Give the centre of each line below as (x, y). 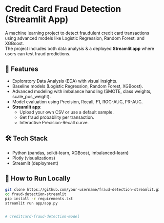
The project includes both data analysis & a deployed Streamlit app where (80, 48)
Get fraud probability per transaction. (57, 117)
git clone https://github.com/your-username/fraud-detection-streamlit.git (84, 190)
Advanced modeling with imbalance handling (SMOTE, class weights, (82, 91)
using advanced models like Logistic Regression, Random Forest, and (75, 38)
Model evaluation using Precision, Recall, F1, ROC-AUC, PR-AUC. (77, 102)
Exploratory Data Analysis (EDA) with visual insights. (65, 81)
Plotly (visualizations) (33, 158)
